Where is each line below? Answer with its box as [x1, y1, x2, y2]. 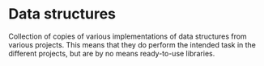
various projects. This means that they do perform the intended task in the [8, 39, 257, 49]
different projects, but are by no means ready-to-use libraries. [8, 48, 215, 58]
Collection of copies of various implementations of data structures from [8, 31, 247, 41]
